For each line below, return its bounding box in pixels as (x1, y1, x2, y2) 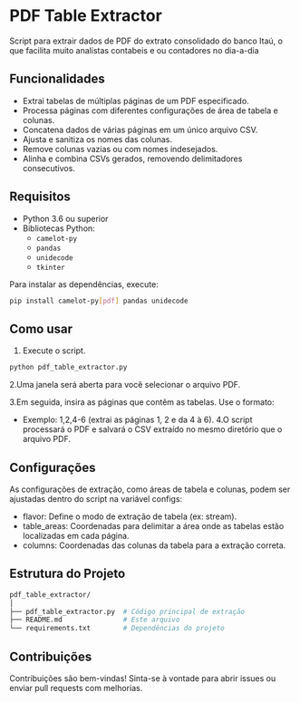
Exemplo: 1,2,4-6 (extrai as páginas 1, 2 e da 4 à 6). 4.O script (22, 414, 253, 426)
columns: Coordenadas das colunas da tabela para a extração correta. (22, 540, 286, 551)
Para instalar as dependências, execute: (9, 278, 159, 290)
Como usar (9, 321, 73, 336)
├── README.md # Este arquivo (9, 615, 180, 625)
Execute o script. (22, 345, 86, 356)
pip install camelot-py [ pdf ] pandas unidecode (9, 296, 189, 305)
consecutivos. (22, 162, 75, 173)
